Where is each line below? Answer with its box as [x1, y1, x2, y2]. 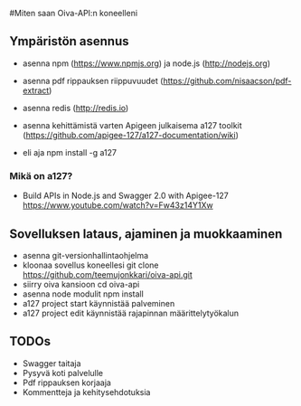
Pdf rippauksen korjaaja [22, 377, 111, 388]
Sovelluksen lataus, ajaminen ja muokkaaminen [9, 226, 283, 241]
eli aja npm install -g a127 [22, 146, 118, 157]
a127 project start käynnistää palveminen [22, 297, 175, 308]
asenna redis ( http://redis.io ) [22, 102, 129, 113]
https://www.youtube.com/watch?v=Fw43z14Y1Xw [22, 200, 214, 211]
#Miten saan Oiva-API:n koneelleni [9, 8, 138, 18]
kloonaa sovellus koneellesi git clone [22, 260, 159, 270]
